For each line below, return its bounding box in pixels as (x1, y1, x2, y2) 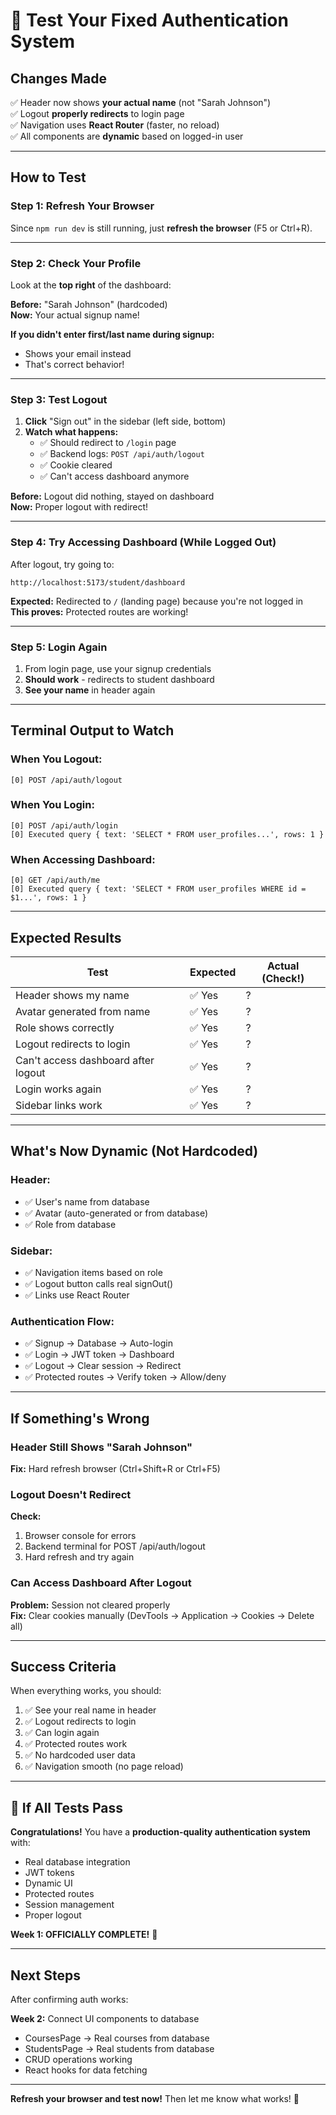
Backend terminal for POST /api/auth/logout (24, 1540, 206, 1553)
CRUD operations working (24, 2053, 133, 2065)
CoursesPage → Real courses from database (24, 2032, 210, 2044)
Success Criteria (10, 1658, 117, 1675)
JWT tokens (24, 1867, 75, 1879)
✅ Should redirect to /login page (39, 437, 177, 449)
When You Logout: (10, 752, 103, 766)
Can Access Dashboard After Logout (10, 1576, 192, 1590)
